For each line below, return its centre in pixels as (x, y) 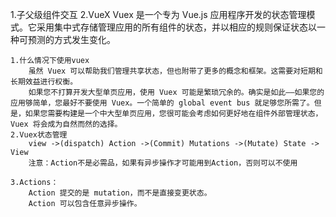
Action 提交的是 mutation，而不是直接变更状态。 (120, 193)
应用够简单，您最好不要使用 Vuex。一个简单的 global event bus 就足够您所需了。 (162, 103)
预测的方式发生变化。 (71, 39)
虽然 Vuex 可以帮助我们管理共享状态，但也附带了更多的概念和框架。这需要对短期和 (175, 71)
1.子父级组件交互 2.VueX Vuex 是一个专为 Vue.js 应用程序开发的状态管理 (158, 14)
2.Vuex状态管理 (39, 135)
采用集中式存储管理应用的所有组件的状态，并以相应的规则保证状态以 (176, 27)
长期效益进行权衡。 (44, 82)
